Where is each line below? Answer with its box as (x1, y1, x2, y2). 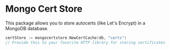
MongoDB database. (5, 25, 48, 31)
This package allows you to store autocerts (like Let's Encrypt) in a (5, 20, 145, 26)
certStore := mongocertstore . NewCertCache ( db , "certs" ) (5, 35, 127, 40)
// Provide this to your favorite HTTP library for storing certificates (5, 40, 166, 45)
